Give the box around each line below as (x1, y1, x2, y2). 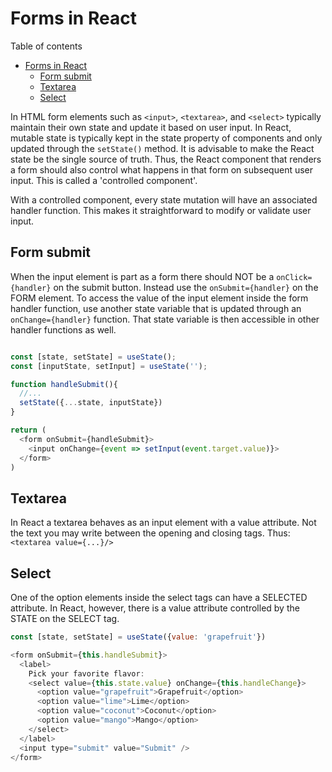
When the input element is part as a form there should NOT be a (10, 270, 275, 282)
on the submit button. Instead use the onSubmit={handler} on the (53, 281, 319, 293)
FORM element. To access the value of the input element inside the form (10, 292, 309, 304)
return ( (10, 425, 47, 435)
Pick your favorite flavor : (28, 668, 145, 679)
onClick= (276, 272, 313, 282)
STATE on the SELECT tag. (10, 613, 120, 624)
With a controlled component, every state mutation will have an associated (10, 193, 318, 206)
